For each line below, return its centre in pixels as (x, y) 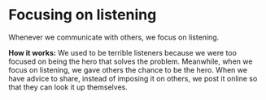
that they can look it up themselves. (68, 87)
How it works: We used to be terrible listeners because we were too (123, 52)
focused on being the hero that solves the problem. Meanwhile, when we (131, 61)
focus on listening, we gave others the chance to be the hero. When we (128, 69)
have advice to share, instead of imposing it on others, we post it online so (133, 78)
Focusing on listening (83, 15)
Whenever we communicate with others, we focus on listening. (114, 37)
